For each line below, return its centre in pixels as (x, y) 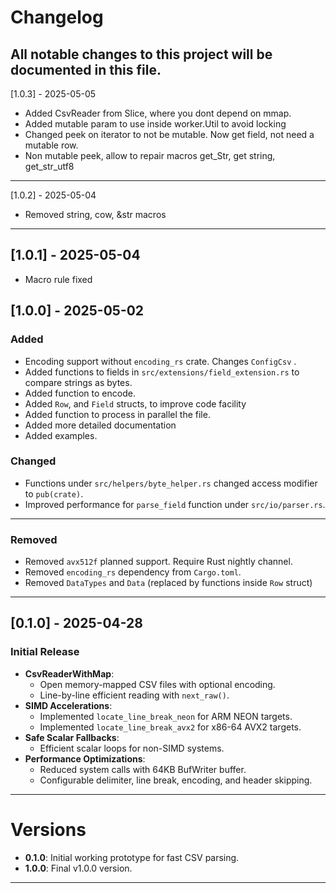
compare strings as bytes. (78, 382)
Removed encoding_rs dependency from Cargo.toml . (133, 572)
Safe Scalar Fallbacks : (72, 737)
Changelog (57, 17)
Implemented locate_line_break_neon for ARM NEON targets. (166, 716)
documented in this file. (86, 69)
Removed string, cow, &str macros (95, 214)
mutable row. (51, 145)
